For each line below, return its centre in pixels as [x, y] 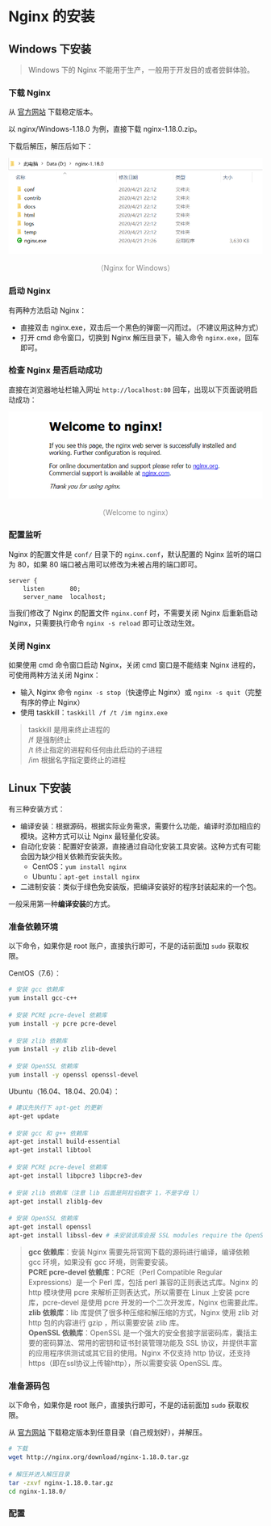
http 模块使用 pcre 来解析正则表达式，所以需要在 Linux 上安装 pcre [139, 1292]
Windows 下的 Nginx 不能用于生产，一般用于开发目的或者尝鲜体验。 [141, 70]
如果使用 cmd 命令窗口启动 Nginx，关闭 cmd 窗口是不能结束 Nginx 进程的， [134, 665]
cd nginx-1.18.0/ [38, 1491]
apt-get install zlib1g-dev [56, 1201]
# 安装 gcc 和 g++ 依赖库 [48, 1133]
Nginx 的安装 [52, 17]
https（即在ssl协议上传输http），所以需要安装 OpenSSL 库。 [127, 1363]
